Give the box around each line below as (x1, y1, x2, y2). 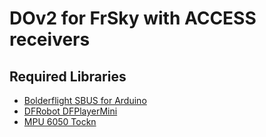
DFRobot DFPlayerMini (23, 105, 118, 117)
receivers (9, 28, 91, 51)
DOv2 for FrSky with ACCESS (9, 7, 257, 30)
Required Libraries (9, 68, 127, 85)
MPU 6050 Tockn (23, 116, 97, 127)
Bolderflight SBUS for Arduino (23, 95, 147, 106)
